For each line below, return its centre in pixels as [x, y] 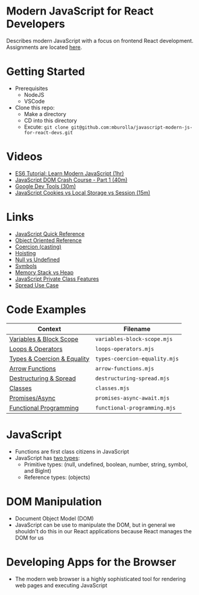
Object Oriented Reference [48, 240]
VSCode [34, 101]
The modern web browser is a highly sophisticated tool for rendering [100, 579]
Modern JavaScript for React [80, 11]
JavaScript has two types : [47, 458]
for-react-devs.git [49, 132]
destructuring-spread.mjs [133, 378]
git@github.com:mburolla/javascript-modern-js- [132, 127]
